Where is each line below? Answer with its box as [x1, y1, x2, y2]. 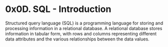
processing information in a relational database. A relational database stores [5, 25, 162, 31]
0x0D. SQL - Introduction [5, 3, 111, 15]
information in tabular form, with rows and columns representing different [5, 30, 157, 36]
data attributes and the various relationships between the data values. [5, 36, 149, 42]
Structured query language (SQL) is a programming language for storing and [5, 20, 163, 26]
